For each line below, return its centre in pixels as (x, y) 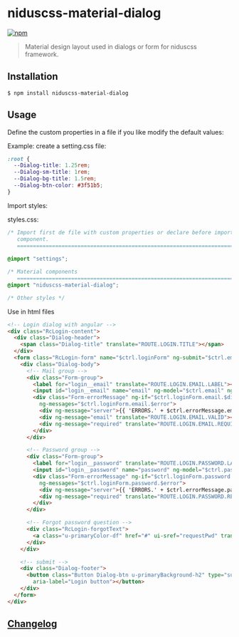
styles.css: (23, 219)
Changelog (32, 624)
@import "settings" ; (38, 259)
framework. (42, 54)
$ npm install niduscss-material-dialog (68, 93)
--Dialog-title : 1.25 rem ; (52, 165)
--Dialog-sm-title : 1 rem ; (52, 172)
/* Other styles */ (36, 298)
